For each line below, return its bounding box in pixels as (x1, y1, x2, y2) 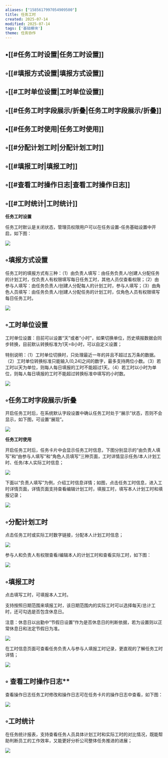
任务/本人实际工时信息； (13, 459, 64, 466)
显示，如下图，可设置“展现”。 (5, 416, 66, 422)
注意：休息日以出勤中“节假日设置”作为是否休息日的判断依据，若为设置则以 (5, 619, 158, 625)
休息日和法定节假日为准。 (9, 626, 62, 631)
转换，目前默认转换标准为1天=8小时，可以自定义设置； (9, 341, 122, 347)
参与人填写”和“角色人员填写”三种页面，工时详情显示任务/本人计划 (22, 453, 156, 459)
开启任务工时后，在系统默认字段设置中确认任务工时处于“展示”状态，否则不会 (5, 410, 162, 416)
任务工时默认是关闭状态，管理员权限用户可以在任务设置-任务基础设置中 (5, 224, 152, 230)
